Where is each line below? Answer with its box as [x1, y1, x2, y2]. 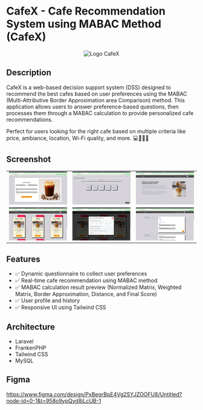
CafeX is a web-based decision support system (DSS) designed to [6, 84, 171, 91]
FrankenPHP [14, 344, 47, 351]
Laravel [14, 337, 34, 345]
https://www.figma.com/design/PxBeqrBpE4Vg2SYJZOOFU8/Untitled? [6, 391, 182, 398]
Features [6, 254, 40, 264]
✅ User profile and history [14, 297, 80, 304]
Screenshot [6, 154, 51, 165]
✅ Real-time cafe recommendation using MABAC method [14, 277, 158, 284]
